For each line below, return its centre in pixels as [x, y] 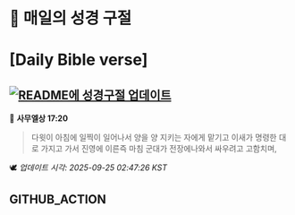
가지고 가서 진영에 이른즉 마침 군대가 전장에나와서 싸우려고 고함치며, [159, 149]
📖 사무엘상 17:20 [39, 118]
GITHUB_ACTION [58, 199]
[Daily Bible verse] [79, 60]
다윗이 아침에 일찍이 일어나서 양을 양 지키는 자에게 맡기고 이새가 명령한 [154, 138]
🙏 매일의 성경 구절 [71, 18]
